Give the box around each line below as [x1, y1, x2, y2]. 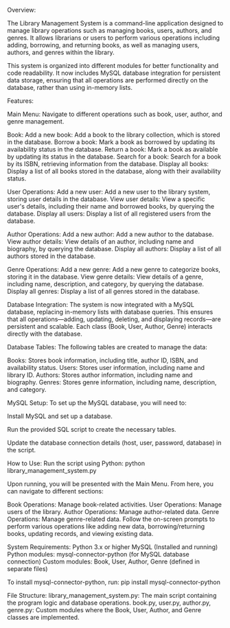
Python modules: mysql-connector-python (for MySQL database [7, 550, 190, 558]
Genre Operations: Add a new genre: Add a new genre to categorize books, [7, 266, 221, 273]
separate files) [7, 565, 48, 572]
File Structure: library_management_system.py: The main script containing [7, 592, 217, 599]
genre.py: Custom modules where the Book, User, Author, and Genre [7, 606, 201, 614]
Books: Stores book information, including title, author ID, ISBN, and [7, 356, 198, 364]
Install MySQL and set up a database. [7, 412, 113, 420]
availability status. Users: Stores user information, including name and [7, 364, 205, 371]
